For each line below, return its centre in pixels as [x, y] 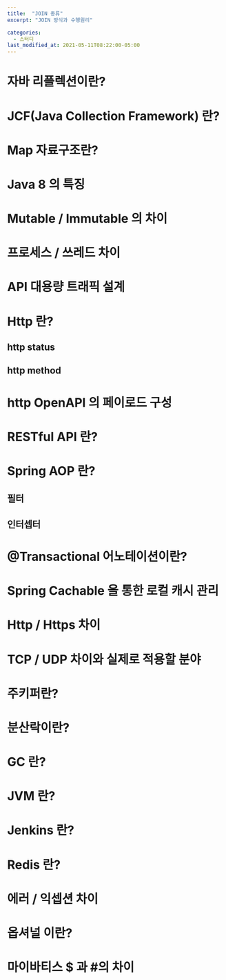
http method [34, 371]
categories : [24, 33]
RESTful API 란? [52, 437]
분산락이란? [39, 728]
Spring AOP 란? [51, 471]
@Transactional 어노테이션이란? [97, 556]
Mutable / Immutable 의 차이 [87, 219]
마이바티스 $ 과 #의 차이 [71, 967]
